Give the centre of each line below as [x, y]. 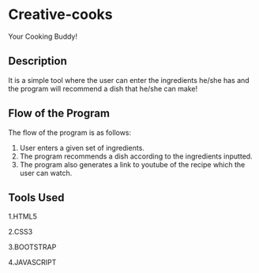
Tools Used [36, 198]
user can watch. [46, 173]
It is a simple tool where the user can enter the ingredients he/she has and [129, 80]
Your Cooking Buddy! [43, 36]
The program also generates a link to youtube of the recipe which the [132, 164]
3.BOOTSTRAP [32, 247]
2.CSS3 [21, 232]
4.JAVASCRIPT [32, 263]
